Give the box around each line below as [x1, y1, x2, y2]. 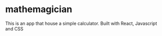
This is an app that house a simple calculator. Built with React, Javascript [5, 20, 157, 26]
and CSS [5, 25, 24, 31]
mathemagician [5, 4, 72, 15]
